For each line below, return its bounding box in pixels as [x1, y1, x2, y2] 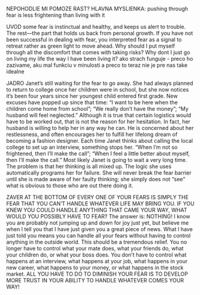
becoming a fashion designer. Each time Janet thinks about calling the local [6, 137, 193, 144]
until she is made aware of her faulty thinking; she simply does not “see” [6, 176, 186, 182]
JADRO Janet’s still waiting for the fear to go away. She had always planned [6, 79, 193, 87]
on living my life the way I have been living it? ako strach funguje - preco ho [6, 55, 193, 62]
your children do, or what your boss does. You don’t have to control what [6, 251, 187, 258]
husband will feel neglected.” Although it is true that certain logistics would [6, 111, 192, 119]
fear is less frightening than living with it [6, 11, 105, 19]
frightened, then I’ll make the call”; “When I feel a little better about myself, [6, 150, 190, 157]
